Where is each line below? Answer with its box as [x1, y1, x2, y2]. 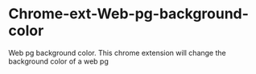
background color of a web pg [8, 56, 109, 66]
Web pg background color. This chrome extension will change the [8, 48, 227, 57]
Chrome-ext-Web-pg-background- [8, 5, 250, 23]
